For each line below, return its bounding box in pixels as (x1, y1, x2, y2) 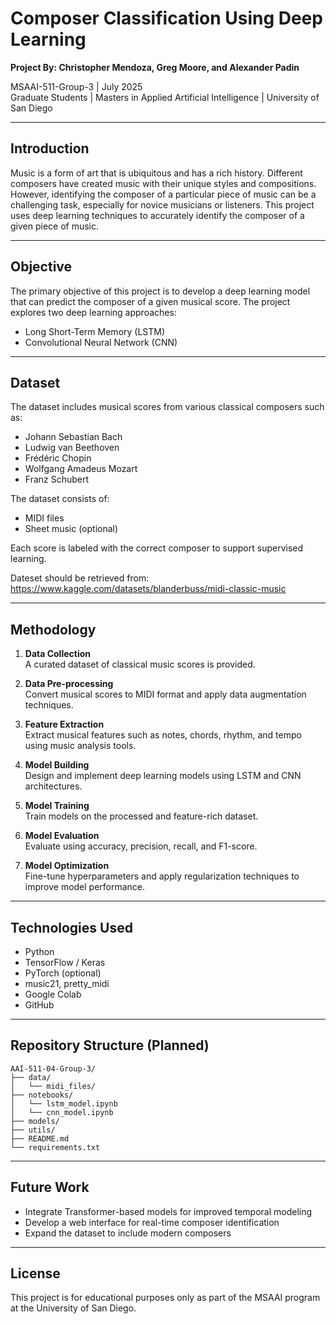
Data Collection (24, 648, 92, 660)
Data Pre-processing (24, 678, 114, 690)
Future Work (10, 1179, 90, 1196)
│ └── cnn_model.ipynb (10, 1107, 114, 1117)
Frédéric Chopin (24, 452, 92, 464)
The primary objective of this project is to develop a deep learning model (10, 285, 311, 297)
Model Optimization (24, 860, 110, 872)
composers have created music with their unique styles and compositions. (10, 177, 317, 189)
